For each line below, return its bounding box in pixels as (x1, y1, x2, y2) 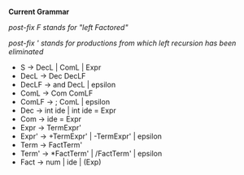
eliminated (8, 47, 44, 56)
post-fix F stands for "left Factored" (8, 23, 129, 32)
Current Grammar (8, 7, 70, 16)
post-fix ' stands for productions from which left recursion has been (8, 38, 237, 48)
